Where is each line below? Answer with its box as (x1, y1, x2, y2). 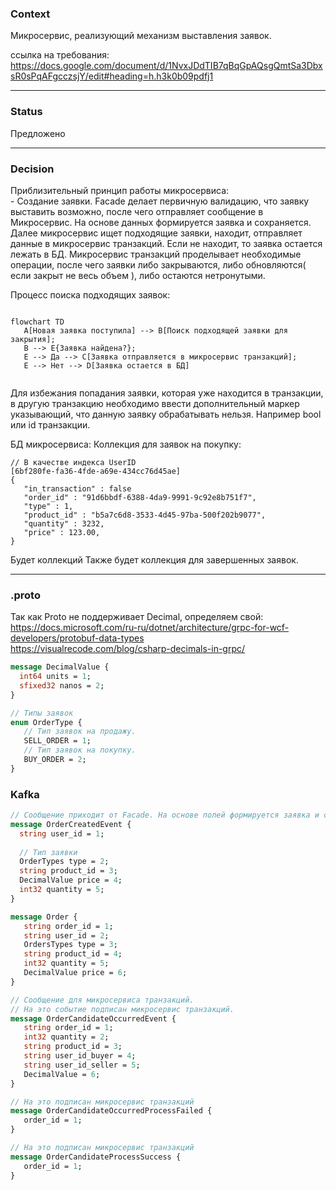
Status (10, 105, 43, 119)
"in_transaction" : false (23, 483, 132, 494)
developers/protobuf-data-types (10, 632, 145, 644)
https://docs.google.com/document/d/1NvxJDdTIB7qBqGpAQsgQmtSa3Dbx (10, 60, 323, 72)
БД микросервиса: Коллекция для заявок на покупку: (10, 438, 242, 450)
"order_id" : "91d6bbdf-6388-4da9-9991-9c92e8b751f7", (23, 492, 257, 502)
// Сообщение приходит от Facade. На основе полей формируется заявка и (10, 810, 320, 821)
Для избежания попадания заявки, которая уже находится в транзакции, (10, 387, 324, 399)
